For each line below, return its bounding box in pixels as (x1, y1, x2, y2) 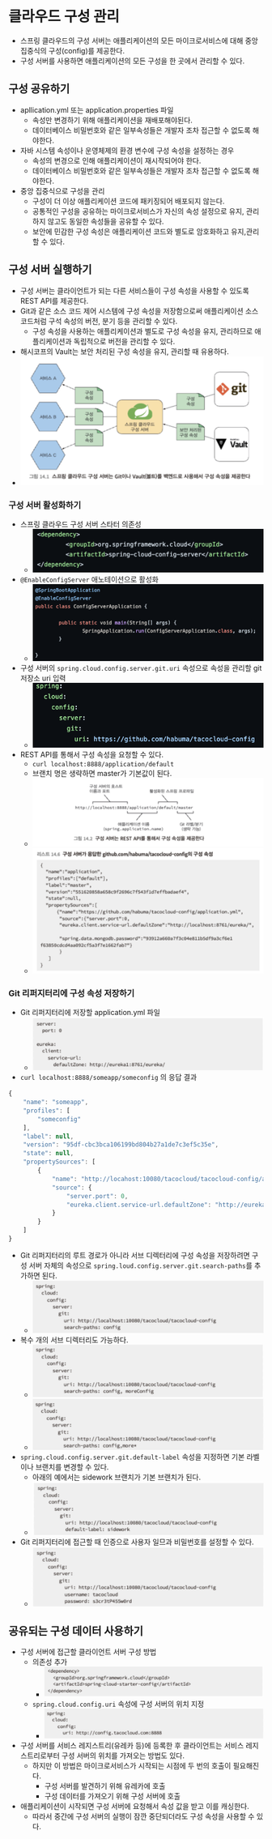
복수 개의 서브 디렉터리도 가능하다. (19, 1335, 129, 1345)
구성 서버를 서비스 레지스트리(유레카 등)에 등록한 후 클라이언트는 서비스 (19, 1741, 244, 1751)
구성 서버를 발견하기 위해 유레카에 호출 (44, 1781, 166, 1791)
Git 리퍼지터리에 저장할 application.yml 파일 (19, 1008, 160, 1018)
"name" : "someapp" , (23, 1099, 89, 1107)
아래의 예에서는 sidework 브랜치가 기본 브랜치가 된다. (32, 1472, 202, 1482)
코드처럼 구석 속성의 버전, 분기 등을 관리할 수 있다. (19, 316, 178, 326)
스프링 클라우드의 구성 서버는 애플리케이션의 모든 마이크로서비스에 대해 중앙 (19, 36, 259, 45)
